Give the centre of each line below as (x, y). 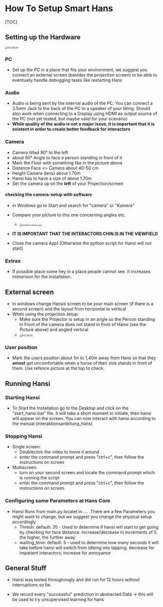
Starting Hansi (22, 397)
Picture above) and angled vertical (54, 330)
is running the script (39, 478)
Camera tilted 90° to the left (40, 152)
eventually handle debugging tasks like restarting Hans (67, 80)
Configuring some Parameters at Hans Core (58, 501)
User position (21, 347)
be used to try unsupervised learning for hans (58, 600)
